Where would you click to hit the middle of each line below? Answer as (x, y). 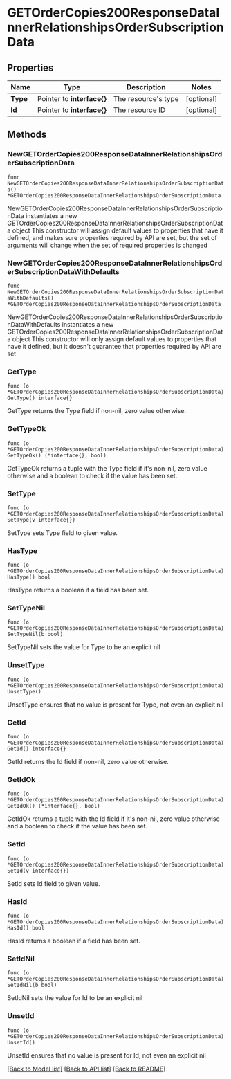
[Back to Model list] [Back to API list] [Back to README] (86, 1069)
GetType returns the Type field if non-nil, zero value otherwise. (97, 411)
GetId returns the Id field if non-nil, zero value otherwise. (88, 762)
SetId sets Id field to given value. (54, 883)
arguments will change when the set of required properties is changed (107, 245)
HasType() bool (29, 577)
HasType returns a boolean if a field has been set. (78, 590)
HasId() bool (26, 928)
